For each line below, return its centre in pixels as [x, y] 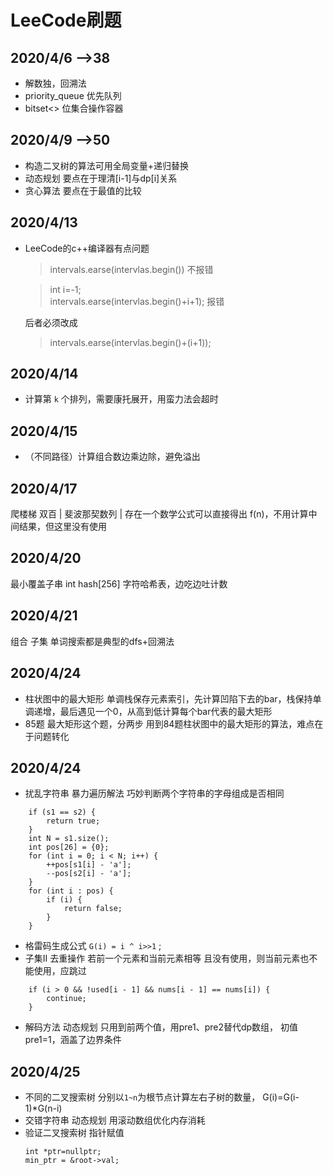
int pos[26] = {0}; [69, 847]
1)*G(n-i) [43, 1108]
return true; [73, 821]
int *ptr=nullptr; [63, 1152]
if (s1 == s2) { [62, 812]
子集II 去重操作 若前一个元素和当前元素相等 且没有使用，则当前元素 [162, 958]
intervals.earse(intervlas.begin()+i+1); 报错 [137, 301]
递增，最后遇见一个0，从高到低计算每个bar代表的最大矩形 [153, 711]
